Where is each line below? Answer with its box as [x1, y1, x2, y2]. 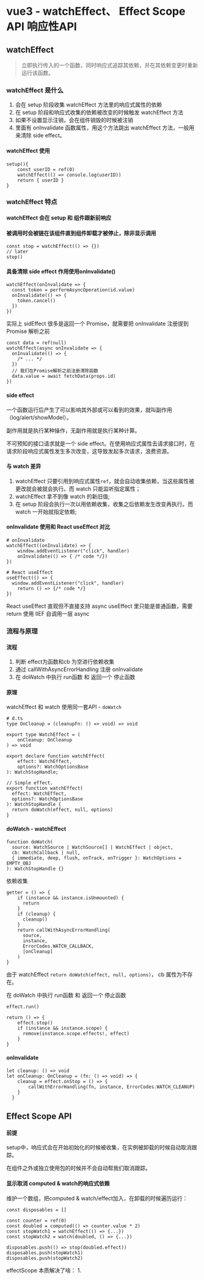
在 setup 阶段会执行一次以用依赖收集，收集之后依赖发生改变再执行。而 [15, 500, 194, 508]
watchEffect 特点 [6, 197, 57, 206]
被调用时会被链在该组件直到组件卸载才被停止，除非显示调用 [6, 229, 156, 237]
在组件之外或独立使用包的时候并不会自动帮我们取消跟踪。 [6, 1165, 151, 1172]
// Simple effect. [6, 780, 53, 786]
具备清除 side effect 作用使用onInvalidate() [6, 267, 116, 275]
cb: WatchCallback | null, [12, 849, 81, 856]
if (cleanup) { [17, 911, 56, 917]
